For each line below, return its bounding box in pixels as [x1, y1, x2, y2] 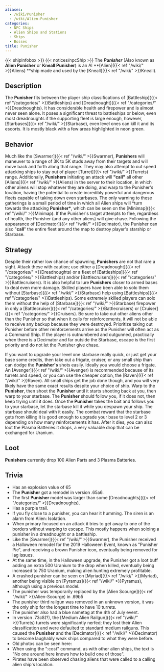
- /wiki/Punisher [9, 12, 45, 17]
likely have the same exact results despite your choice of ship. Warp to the [5, 383, 155, 389]
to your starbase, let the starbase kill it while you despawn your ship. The [5, 404, 153, 410]
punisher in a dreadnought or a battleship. [12, 531, 97, 537]
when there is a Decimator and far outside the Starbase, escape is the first [5, 337, 155, 343]
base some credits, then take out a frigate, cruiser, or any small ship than [5, 357, 152, 363]
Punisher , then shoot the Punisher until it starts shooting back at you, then [5, 388, 157, 394]
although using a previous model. [12, 583, 80, 589]
